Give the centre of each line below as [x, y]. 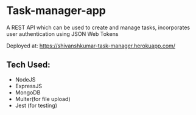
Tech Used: [28, 65]
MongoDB [28, 92]
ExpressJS [29, 86]
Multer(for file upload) [43, 99]
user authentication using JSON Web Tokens [62, 33]
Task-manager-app [56, 11]
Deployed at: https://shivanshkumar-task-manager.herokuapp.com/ [91, 46]
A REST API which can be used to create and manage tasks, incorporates [98, 27]
